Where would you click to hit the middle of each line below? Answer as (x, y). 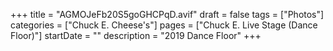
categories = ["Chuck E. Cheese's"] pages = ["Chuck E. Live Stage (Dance (164, 25)
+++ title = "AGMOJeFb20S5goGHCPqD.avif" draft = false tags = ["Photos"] (167, 14)
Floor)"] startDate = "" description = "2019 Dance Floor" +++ (136, 35)
